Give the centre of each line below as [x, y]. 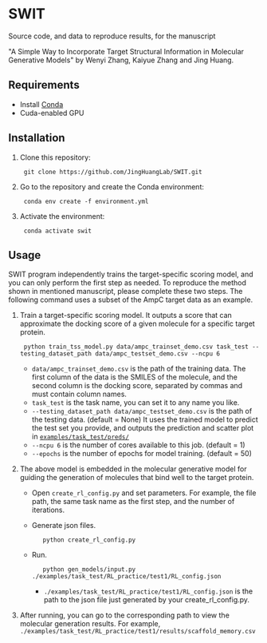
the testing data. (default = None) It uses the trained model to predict [145, 419]
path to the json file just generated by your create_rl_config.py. [146, 600]
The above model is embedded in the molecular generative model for [133, 469]
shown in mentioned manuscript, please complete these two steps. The [126, 292]
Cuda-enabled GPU [52, 113]
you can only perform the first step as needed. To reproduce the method [128, 283]
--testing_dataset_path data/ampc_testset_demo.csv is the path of [142, 411]
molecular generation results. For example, [90, 624]
